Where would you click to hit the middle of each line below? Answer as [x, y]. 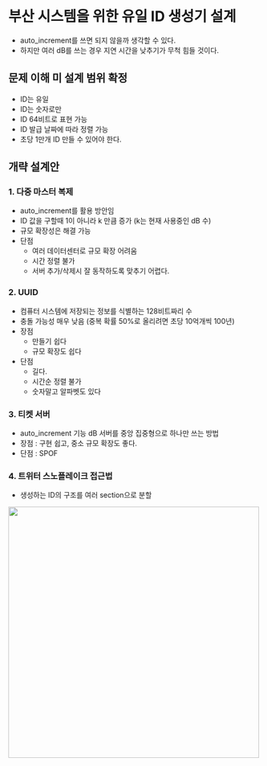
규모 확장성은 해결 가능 [55, 231]
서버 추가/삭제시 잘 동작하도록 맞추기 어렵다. [101, 271]
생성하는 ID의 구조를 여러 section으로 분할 [86, 495]
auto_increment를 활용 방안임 [67, 211]
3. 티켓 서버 [29, 414]
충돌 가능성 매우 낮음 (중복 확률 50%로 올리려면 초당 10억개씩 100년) [127, 321]
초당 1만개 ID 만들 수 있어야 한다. [71, 139]
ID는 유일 [34, 99]
